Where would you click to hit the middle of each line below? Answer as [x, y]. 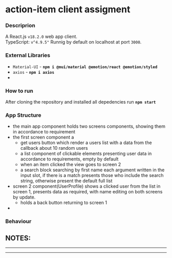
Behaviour [18, 222]
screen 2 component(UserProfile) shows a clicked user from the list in [87, 186]
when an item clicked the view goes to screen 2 [71, 165]
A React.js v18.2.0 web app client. [41, 36]
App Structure [24, 115]
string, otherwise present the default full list [66, 181]
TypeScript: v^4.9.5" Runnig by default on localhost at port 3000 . [73, 42]
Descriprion [20, 26]
